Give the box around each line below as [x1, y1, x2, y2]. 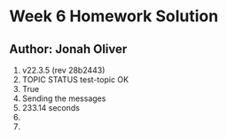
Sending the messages [21, 93, 106, 104]
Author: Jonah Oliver [9, 42, 128, 57]
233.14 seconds [21, 103, 80, 112]
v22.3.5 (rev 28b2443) [21, 65, 106, 75]
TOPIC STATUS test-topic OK [21, 74, 129, 85]
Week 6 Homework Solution [9, 6, 219, 27]
